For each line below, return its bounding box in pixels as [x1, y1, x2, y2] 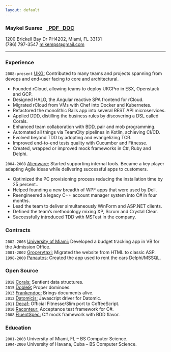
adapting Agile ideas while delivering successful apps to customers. [5, 166, 148, 172]
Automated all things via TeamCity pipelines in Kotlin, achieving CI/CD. [12, 129, 160, 135]
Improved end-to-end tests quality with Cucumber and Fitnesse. [12, 140, 148, 146]
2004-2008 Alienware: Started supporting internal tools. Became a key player [5, 161, 164, 167]
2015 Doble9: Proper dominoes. [5, 284, 71, 290]
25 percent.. [12, 182, 39, 188]
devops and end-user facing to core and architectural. [5, 76, 119, 82]
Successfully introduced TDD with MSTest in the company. [12, 214, 136, 220]
